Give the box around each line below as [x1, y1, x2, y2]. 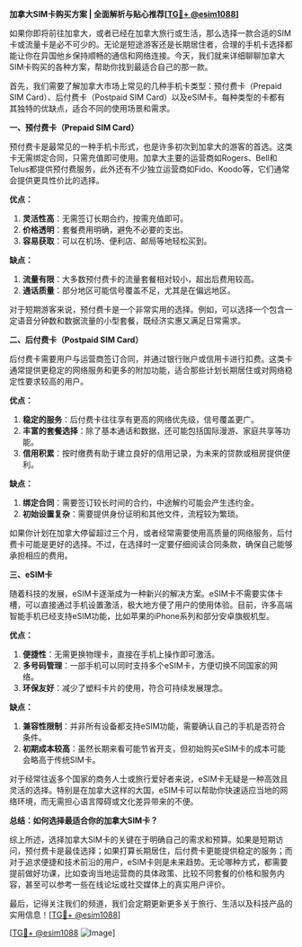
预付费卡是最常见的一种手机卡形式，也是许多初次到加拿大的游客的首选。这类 [9, 141, 293, 152]
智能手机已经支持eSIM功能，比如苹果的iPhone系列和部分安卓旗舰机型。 [9, 611, 274, 621]
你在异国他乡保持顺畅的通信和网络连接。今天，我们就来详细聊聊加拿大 [24, 50, 285, 61]
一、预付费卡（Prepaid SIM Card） [9, 122, 139, 133]
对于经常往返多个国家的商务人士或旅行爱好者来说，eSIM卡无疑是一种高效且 [9, 774, 289, 784]
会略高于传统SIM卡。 [22, 755, 101, 765]
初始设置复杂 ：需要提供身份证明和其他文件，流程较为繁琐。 [22, 509, 244, 519]
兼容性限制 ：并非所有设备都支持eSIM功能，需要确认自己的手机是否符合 [22, 721, 286, 731]
